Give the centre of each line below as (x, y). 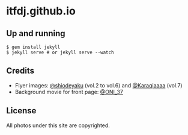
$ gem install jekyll (33, 47)
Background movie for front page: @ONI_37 (69, 92)
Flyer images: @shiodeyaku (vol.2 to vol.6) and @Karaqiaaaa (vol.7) (99, 85)
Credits (20, 71)
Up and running (36, 33)
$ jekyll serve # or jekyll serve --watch (60, 52)
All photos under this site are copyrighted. (58, 125)
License (21, 111)
